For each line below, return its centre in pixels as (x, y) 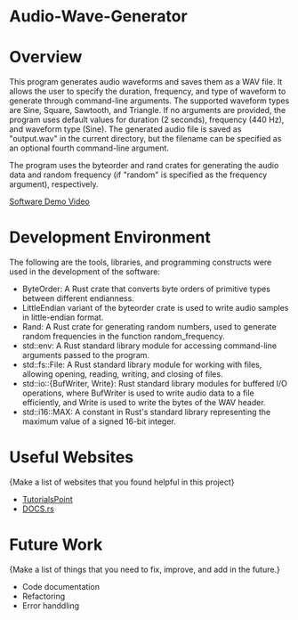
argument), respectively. (54, 184)
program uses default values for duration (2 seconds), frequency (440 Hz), (147, 120)
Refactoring (44, 596)
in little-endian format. (63, 317)
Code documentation (61, 586)
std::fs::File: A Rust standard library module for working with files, (142, 365)
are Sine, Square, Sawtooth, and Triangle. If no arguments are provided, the (148, 110)
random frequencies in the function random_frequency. (123, 337)
